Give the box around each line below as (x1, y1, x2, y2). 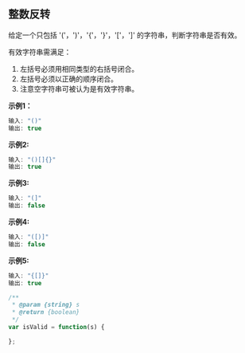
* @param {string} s (11, 301, 80, 309)
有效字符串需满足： (8, 47, 72, 57)
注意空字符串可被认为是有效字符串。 (19, 84, 139, 93)
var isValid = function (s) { (8, 324, 105, 331)
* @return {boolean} (11, 308, 80, 316)
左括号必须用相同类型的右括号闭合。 (19, 64, 139, 73)
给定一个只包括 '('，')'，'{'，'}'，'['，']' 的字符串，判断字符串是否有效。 (8, 30, 242, 40)
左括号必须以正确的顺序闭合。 (19, 74, 118, 84)
